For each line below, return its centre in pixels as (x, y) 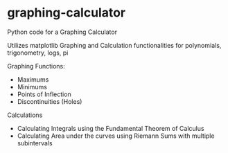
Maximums (33, 79)
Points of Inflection (44, 94)
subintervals (35, 143)
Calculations (25, 115)
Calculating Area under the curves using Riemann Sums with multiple (116, 136)
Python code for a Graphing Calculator (62, 32)
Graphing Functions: (36, 66)
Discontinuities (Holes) (50, 101)
